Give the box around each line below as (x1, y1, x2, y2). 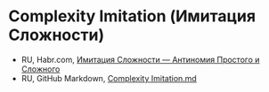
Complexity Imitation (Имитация (8, 6, 256, 27)
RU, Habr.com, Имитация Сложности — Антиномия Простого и (20, 54, 260, 65)
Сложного (20, 64, 61, 74)
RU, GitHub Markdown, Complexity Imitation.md (20, 73, 197, 83)
